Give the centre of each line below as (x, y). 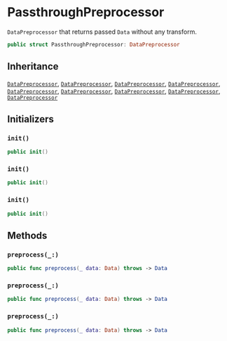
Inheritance (33, 66)
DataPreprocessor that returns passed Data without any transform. (102, 32)
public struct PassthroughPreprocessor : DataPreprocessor (94, 44)
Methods (27, 235)
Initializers (31, 119)
